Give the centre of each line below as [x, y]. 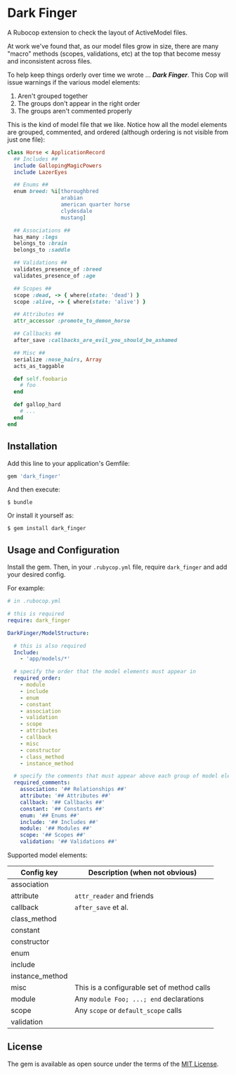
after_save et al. [101, 907]
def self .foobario [41, 379]
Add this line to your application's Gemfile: [68, 463]
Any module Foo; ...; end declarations [139, 999]
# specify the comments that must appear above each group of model [116, 776]
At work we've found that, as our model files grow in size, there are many [113, 46]
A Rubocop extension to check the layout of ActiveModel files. [97, 32]
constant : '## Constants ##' [63, 809]
